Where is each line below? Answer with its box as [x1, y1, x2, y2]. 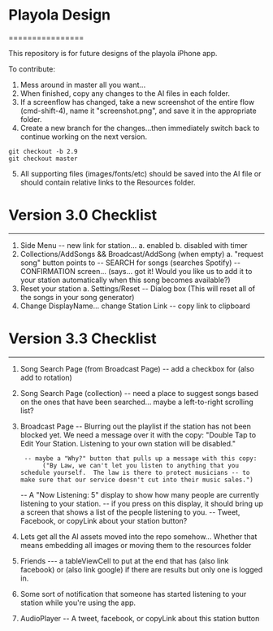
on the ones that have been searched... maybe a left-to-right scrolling [19, 397, 253, 407]
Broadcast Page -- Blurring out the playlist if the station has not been [19, 421, 252, 431]
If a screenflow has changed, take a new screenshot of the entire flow [19, 97, 254, 107]
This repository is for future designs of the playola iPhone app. [8, 48, 218, 58]
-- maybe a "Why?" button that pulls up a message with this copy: [24, 454, 258, 463]
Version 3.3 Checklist [8, 329, 157, 348]
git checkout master [8, 154, 79, 163]
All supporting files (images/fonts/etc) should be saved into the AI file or [19, 168, 262, 178]
